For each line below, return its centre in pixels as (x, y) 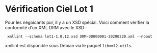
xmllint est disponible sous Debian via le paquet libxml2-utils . (69, 45)
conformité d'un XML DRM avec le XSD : (46, 27)
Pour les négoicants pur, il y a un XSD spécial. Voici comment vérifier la (77, 22)
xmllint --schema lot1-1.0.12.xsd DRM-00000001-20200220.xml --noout (80, 36)
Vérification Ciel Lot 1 (49, 9)
